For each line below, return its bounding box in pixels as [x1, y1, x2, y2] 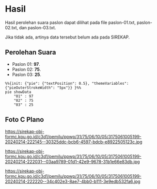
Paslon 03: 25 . [12, 72, 42, 77]
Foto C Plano [5, 115, 44, 124]
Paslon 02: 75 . [12, 66, 41, 72]
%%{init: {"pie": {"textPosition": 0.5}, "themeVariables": [5, 81, 129, 86]
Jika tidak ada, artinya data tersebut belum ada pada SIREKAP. [5, 34, 130, 40]
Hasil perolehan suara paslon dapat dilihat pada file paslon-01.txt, [5, 19, 136, 25]
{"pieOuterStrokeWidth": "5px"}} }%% [5, 85, 81, 90]
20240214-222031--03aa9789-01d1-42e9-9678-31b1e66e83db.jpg [5, 158, 140, 164]
